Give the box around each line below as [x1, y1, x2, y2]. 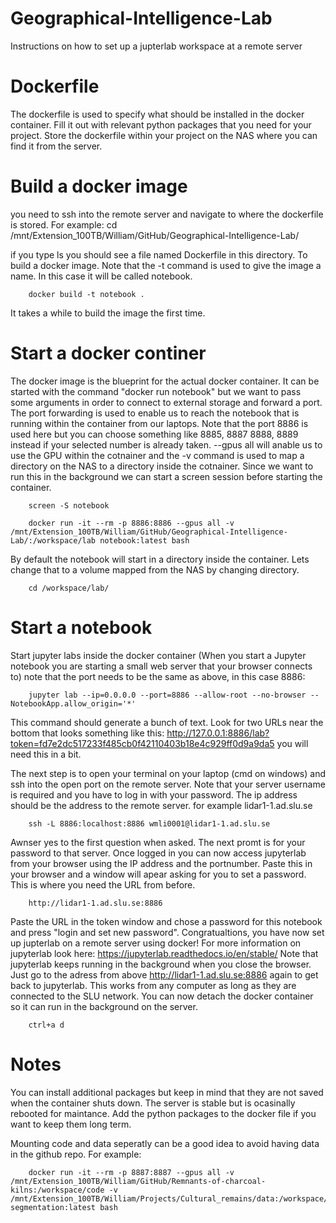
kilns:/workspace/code [10, 1185, 105, 1195]
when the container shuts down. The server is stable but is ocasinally [10, 1097, 296, 1109]
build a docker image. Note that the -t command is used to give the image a [10, 259, 322, 271]
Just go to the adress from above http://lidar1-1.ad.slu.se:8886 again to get [10, 968, 319, 981]
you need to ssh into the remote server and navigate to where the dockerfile [10, 208, 324, 220]
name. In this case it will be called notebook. [10, 270, 193, 282]
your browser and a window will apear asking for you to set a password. [10, 868, 307, 880]
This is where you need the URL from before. [10, 878, 196, 891]
